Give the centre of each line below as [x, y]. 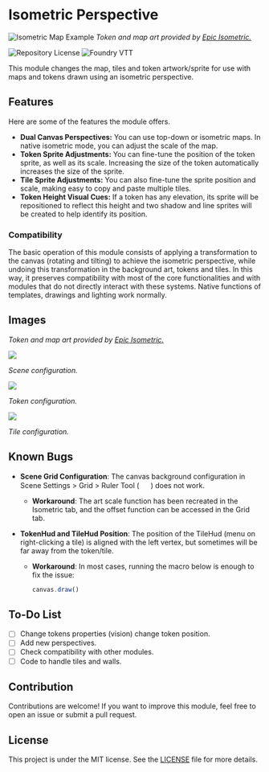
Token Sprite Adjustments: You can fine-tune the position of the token [137, 154]
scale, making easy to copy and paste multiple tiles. [105, 188]
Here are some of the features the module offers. [90, 121]
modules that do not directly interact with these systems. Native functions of [135, 286]
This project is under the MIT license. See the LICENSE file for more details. [133, 760]
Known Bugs [41, 457]
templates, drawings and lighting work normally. [88, 295]
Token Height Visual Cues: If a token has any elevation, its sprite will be [139, 197]
